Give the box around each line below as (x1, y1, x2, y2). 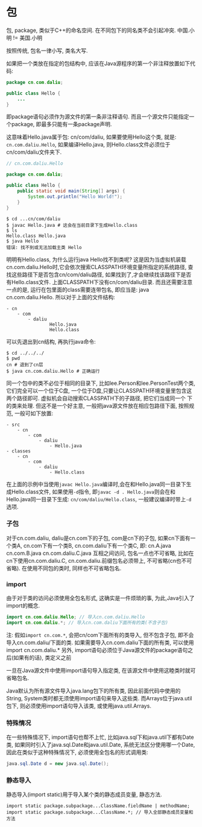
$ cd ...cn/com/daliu (6, 215, 61, 222)
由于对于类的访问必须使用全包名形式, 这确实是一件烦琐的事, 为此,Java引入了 (6, 595, 195, 602)
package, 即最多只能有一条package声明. (11, 121, 112, 128)
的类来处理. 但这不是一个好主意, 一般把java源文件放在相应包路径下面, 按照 (6, 402, 189, 409)
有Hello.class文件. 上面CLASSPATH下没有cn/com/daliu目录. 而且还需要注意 (6, 278, 193, 285)
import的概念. (6, 602, 40, 609)
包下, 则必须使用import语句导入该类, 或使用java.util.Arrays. (6, 702, 152, 709)
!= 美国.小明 (13, 34, 43, 41)
